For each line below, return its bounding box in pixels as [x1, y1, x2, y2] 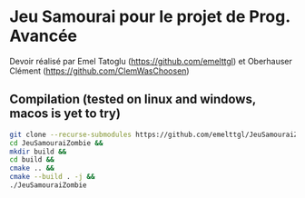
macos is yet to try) [9, 106, 121, 122]
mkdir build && [9, 147, 67, 156]
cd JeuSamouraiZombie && [9, 138, 103, 147]
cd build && [9, 155, 54, 164]
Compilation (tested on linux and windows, [9, 92, 257, 107]
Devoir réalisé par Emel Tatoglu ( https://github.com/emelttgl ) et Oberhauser [9, 55, 293, 66]
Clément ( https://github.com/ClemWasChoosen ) [9, 65, 190, 76]
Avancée [9, 25, 78, 46]
